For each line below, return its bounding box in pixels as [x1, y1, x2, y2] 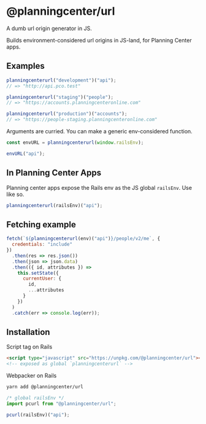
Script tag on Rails [6, 343, 53, 351]
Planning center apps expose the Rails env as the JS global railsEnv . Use [6, 184, 192, 191]
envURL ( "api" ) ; [6, 151, 45, 157]
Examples [6, 61, 45, 71]
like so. [6, 190, 25, 198]
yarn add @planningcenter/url [6, 384, 84, 390]
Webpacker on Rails [6, 372, 57, 379]
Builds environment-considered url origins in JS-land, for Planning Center [6, 36, 192, 44]
